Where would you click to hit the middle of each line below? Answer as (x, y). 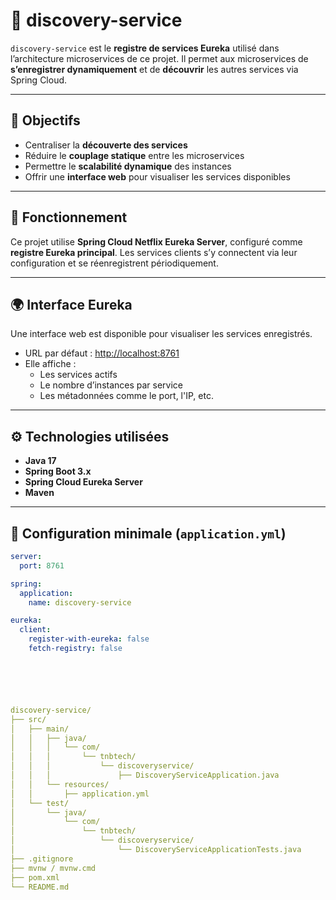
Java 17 (40, 461)
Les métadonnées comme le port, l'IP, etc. (126, 396)
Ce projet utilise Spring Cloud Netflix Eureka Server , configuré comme (156, 241)
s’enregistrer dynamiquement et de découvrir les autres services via (154, 69)
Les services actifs (78, 375)
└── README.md (40, 887)
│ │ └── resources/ (60, 784)
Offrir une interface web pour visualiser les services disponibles (157, 176)
